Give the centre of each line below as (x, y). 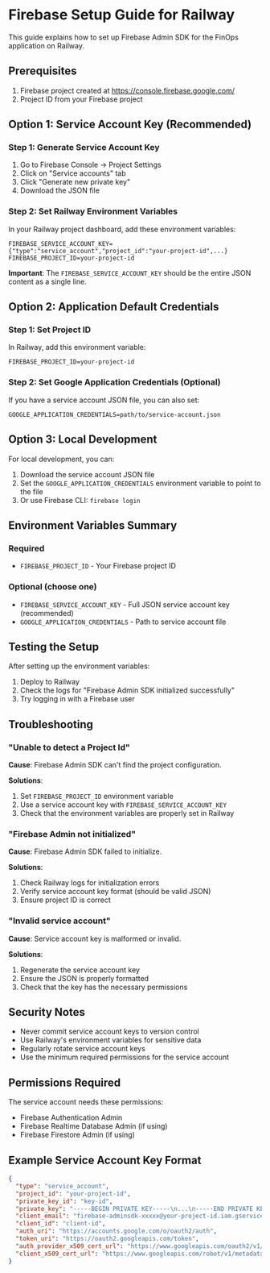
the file (31, 491)
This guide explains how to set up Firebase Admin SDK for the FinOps (124, 37)
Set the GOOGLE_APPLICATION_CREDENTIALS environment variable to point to (140, 483)
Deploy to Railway (50, 682)
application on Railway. (46, 45)
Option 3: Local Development (83, 440)
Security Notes (47, 1012)
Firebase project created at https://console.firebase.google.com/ (127, 90)
